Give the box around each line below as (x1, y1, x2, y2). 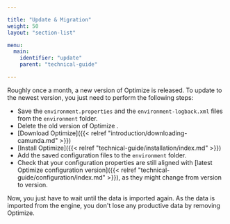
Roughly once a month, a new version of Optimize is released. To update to (7, 86, 222, 94)
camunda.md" (17, 136, 58, 144)
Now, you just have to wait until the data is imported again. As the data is (7, 193, 215, 202)
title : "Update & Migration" (7, 16, 92, 23)
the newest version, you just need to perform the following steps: (7, 93, 194, 101)
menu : (7, 42, 23, 49)
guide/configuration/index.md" (17, 173, 106, 181)
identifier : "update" (19, 55, 82, 62)
